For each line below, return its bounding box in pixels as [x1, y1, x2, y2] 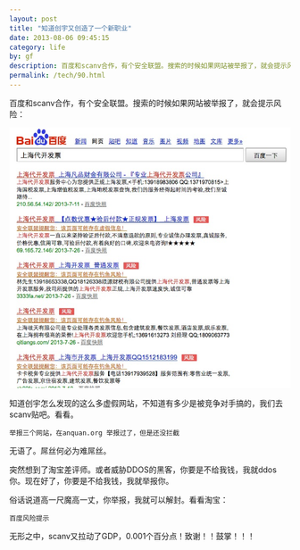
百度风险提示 [9, 514, 50, 523]
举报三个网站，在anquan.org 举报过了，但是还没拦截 [9, 429, 180, 437]
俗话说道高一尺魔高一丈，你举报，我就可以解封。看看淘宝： [9, 495, 229, 505]
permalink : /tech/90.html [9, 71, 105, 80]
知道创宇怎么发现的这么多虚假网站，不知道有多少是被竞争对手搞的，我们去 [9, 398, 283, 409]
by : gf [9, 52, 34, 62]
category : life [9, 43, 66, 52]
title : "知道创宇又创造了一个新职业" [9, 23, 132, 33]
